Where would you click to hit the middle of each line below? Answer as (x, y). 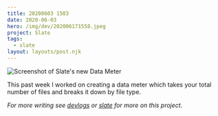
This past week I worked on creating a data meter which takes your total (109, 84)
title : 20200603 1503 (38, 13)
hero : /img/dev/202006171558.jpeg (57, 26)
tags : (15, 39)
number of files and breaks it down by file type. (74, 92)
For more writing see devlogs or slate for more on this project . (95, 105)
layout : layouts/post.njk (44, 52)
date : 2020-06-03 (32, 20)
